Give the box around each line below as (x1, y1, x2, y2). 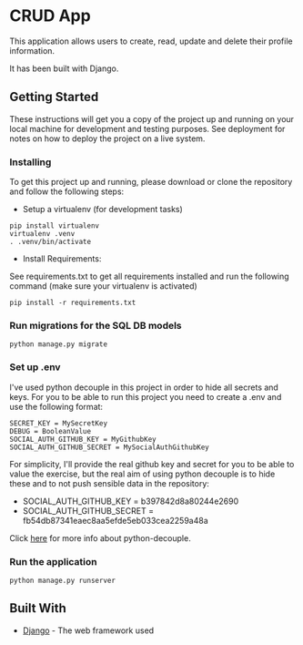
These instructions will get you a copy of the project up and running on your (9, 113, 294, 124)
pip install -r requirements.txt (9, 298, 136, 308)
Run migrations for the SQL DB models (9, 319, 182, 332)
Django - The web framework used (22, 625, 155, 636)
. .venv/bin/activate (9, 238, 92, 247)
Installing (9, 156, 52, 169)
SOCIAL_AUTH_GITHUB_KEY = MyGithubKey (9, 435, 157, 444)
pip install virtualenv (9, 221, 100, 230)
